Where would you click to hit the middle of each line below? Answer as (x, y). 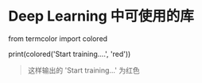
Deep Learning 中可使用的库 (101, 16)
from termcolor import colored (58, 38)
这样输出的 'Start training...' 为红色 (84, 70)
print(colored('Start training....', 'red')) (70, 54)
